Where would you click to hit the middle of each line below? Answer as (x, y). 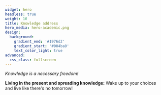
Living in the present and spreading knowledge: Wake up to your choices (81, 83)
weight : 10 (16, 19)
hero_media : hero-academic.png (37, 28)
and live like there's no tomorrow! (39, 88)
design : (13, 32)
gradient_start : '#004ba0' (42, 46)
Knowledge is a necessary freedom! (42, 73)
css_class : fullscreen (33, 60)
